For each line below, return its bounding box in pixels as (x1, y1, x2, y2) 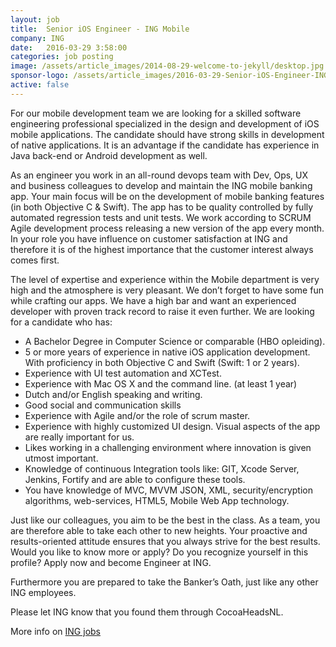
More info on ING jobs (10, 625, 101, 637)
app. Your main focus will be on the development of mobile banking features (10, 190, 325, 202)
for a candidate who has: (10, 316, 113, 328)
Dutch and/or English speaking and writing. (24, 388, 203, 400)
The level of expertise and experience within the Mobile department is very (10, 273, 320, 285)
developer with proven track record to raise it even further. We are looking (10, 305, 315, 317)
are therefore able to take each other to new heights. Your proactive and (10, 524, 308, 536)
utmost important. (24, 452, 99, 464)
